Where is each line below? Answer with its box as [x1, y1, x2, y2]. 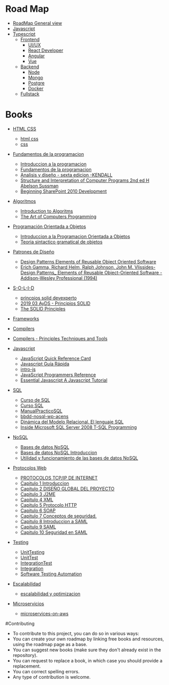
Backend [20, 64, 39, 70]
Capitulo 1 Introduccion [20, 480, 69, 486]
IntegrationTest [20, 559, 52, 566]
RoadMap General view [12, 20, 62, 26]
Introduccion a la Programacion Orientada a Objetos [20, 233, 131, 239]
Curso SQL [20, 402, 44, 408]
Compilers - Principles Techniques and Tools [12, 335, 108, 341]
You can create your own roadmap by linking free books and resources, [12, 636, 164, 642]
